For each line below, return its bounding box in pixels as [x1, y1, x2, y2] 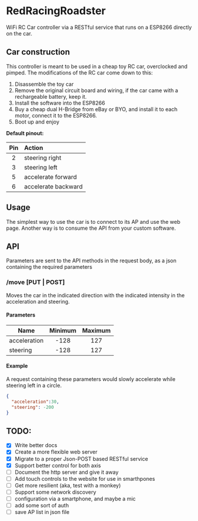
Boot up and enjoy [14, 118, 60, 125]
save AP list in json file [14, 509, 70, 516]
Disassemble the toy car [14, 80, 74, 87]
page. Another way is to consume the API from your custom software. [6, 224, 176, 232]
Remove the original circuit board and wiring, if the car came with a [14, 87, 178, 94]
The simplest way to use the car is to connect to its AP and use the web [6, 218, 181, 225]
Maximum [82, 326, 111, 334]
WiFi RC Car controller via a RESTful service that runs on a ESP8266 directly [6, 24, 192, 31]
